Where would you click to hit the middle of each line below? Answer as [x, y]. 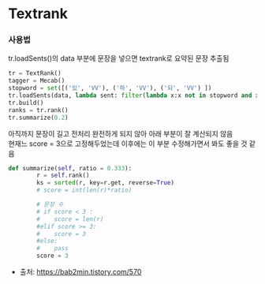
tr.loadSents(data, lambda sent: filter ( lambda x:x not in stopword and [130, 95]
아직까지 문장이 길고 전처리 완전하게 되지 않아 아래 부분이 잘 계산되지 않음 [121, 133]
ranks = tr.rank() [38, 110]
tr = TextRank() [35, 73]
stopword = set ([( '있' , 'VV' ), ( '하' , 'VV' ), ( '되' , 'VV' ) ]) [110, 88]
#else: [47, 241]
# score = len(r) [70, 219]
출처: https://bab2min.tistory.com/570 [80, 272]
